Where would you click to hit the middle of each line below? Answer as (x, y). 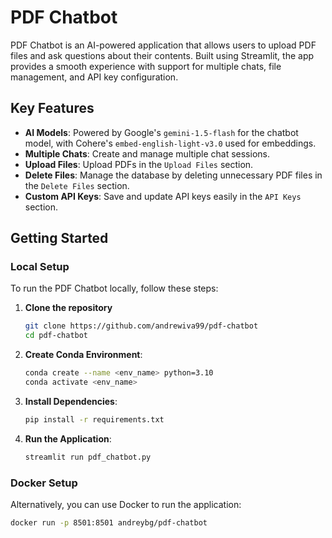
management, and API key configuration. (94, 77)
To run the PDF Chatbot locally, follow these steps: (114, 288)
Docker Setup (44, 483)
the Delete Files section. (77, 185)
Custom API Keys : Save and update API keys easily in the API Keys (163, 196)
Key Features (52, 108)
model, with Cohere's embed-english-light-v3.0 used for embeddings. (170, 143)
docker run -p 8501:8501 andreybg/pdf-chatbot (109, 522)
